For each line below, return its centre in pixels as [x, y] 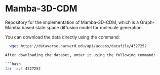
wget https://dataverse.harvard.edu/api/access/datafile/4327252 [78, 46]
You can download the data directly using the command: [62, 37]
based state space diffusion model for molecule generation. [82, 27]
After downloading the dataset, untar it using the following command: [80, 55]
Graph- [147, 22]
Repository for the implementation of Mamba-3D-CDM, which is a [72, 22]
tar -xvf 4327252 [23, 69]
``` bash [13, 64]
